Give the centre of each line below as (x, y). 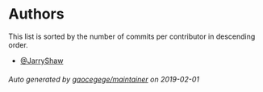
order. (18, 44)
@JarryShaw (42, 61)
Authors (36, 14)
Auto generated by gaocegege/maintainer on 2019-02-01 (104, 79)
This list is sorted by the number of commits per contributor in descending (132, 36)
